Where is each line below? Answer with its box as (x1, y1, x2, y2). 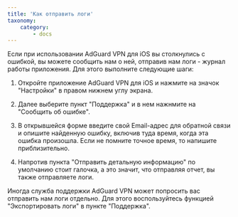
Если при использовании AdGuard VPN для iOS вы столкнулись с (7, 50, 205, 58)
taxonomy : (7, 17, 37, 24)
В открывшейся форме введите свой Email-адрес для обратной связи (17, 122, 231, 130)
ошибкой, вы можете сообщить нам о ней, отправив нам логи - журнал (7, 58, 226, 66)
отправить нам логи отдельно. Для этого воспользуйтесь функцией (7, 194, 215, 203)
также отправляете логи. (17, 173, 94, 181)
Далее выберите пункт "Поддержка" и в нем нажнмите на (17, 100, 196, 109)
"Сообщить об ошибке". (17, 107, 90, 116)
